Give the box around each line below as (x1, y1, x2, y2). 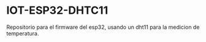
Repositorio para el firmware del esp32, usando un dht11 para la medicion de (6, 23, 200, 31)
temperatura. (6, 29, 39, 37)
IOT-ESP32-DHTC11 (6, 4, 109, 17)
